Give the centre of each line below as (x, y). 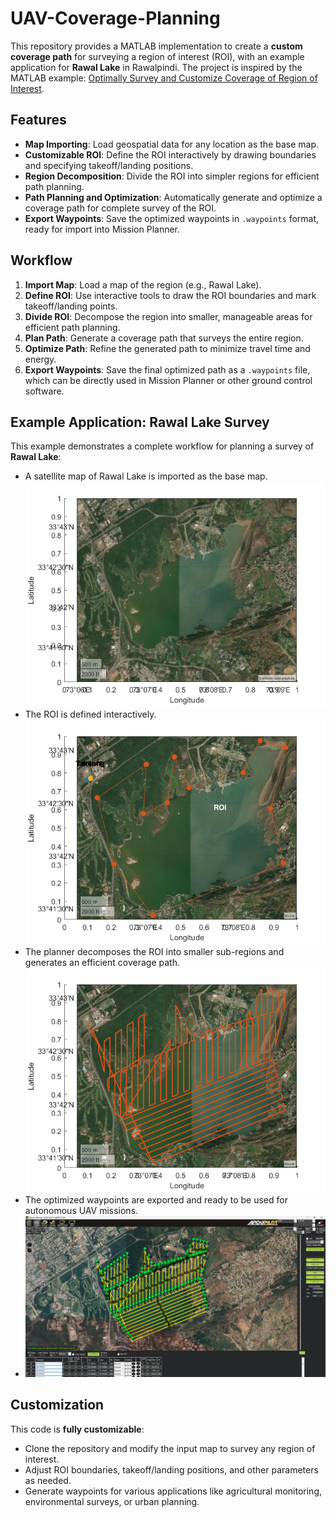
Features (38, 120)
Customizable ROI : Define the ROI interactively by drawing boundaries (170, 154)
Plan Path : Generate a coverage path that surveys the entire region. (164, 338)
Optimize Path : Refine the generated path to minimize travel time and (167, 348)
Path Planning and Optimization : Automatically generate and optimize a (173, 197)
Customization (57, 1405)
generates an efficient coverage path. (102, 962)
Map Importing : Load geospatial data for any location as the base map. (172, 144)
